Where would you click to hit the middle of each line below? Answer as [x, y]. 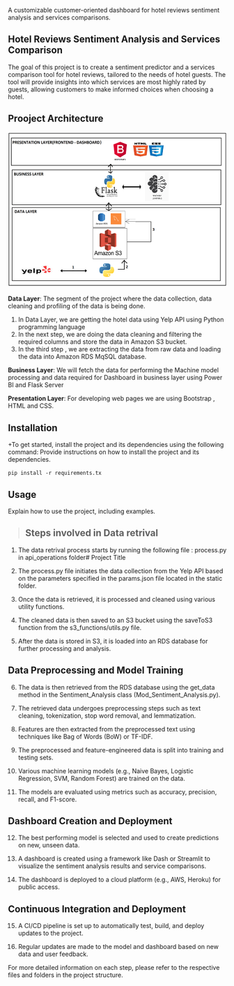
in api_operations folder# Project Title [72, 557]
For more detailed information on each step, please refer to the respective [114, 968]
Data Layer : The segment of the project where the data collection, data [110, 298]
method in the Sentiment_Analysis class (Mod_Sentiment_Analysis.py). [119, 695]
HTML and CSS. [31, 406]
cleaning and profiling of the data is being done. [77, 306]
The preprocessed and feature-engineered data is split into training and [120, 750]
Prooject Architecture [56, 119]
